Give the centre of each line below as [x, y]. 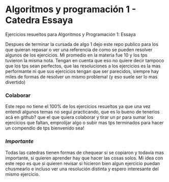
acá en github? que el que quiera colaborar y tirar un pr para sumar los [79, 117]
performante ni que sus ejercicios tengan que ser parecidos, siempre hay [82, 71]
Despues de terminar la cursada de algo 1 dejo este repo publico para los [82, 44]
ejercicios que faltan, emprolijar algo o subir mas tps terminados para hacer [84, 123]
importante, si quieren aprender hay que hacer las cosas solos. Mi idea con [84, 158]
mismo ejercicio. [22, 174]
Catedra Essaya [39, 20]
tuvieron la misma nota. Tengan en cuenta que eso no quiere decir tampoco [85, 60]
